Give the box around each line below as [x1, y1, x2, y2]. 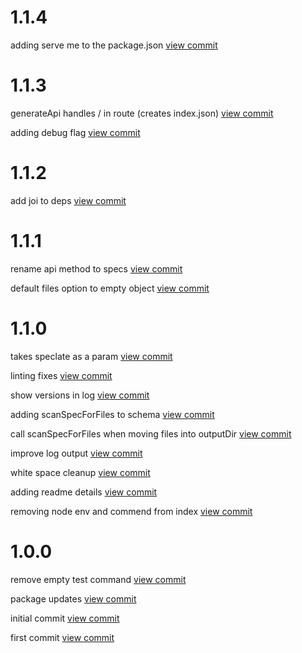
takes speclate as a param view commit [10, 350, 173, 362]
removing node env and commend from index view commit [10, 505, 253, 517]
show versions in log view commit [10, 389, 150, 401]
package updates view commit [10, 592, 137, 605]
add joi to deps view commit [10, 194, 127, 206]
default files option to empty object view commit [10, 282, 210, 294]
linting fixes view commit [10, 369, 113, 381]
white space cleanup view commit [10, 466, 151, 478]
